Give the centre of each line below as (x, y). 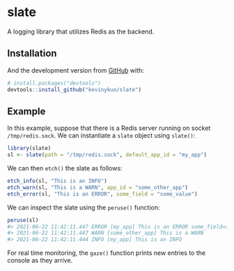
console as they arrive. (40, 261)
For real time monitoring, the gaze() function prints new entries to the (107, 253)
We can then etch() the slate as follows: (65, 168)
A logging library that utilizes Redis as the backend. (81, 31)
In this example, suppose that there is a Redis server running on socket (109, 128)
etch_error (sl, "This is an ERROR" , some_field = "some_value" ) (102, 194)
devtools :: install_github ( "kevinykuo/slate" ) (74, 89)
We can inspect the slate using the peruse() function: (84, 207)
